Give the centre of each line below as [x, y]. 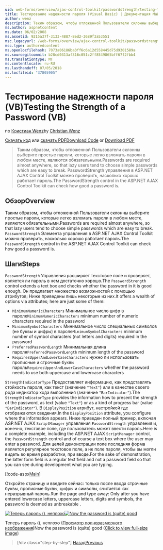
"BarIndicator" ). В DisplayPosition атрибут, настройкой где [67, 408]
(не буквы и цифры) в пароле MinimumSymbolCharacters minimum [77, 332]
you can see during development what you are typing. [59, 465]
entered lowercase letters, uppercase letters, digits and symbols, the [73, 499]
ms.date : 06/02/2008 [26, 32]
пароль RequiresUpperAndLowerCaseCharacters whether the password [81, 367]
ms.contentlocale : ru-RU [30, 64]
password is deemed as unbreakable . [43, 504]
